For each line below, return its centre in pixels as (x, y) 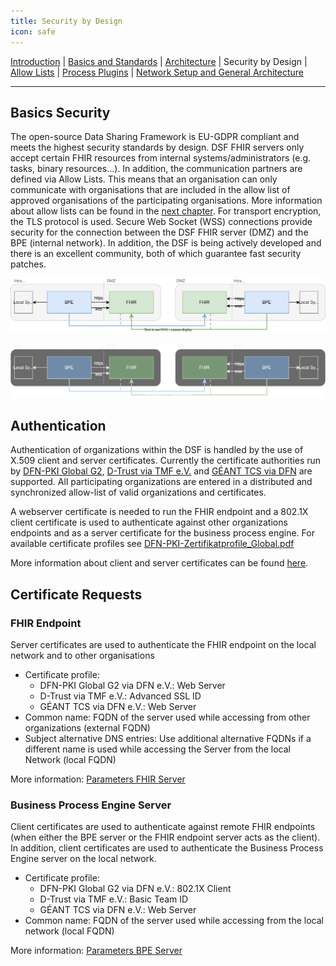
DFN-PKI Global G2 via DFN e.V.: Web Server (132, 686)
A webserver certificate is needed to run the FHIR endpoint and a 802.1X (159, 512)
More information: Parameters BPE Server (96, 951)
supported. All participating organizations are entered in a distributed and (161, 482)
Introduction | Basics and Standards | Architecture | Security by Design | (159, 61)
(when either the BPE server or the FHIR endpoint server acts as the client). (165, 837)
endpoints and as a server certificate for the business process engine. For (162, 533)
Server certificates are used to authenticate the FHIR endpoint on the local (163, 645)
